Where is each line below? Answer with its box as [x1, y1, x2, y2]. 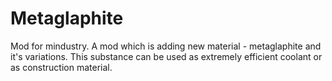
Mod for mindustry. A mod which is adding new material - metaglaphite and [10, 40, 322, 52]
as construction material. [10, 61, 113, 73]
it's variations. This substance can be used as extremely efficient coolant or [10, 50, 323, 62]
